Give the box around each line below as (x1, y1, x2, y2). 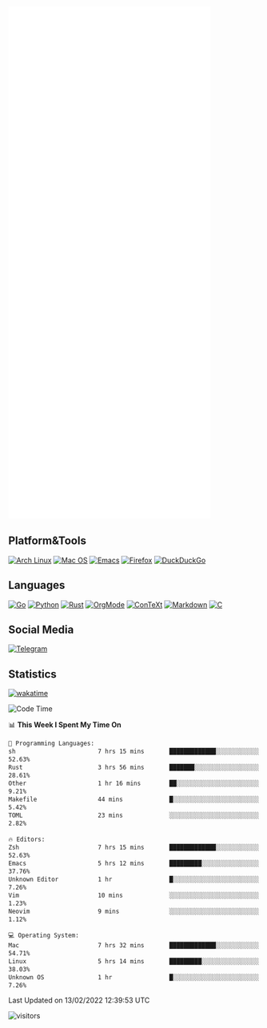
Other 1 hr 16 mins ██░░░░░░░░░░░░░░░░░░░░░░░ (8, 779, 260, 788)
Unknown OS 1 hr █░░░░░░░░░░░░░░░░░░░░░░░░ (8, 974, 260, 982)
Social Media (8, 623, 74, 637)
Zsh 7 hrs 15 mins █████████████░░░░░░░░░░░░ (8, 843, 260, 852)
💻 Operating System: (8, 931, 80, 940)
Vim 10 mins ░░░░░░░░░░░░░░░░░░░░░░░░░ (8, 891, 260, 900)
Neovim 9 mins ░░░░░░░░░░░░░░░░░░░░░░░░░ (8, 907, 260, 916)
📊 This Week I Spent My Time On (8, 720, 122, 730)
